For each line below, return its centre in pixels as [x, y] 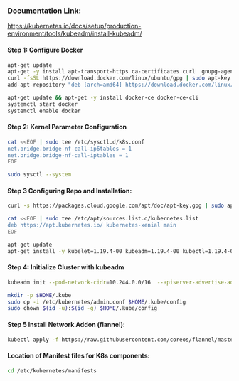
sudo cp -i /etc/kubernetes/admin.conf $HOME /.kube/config [97, 302]
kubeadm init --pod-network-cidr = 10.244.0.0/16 [79, 282]
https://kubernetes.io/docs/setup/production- [74, 26]
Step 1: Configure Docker [45, 50]
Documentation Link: [44, 11]
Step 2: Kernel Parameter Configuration [67, 127]
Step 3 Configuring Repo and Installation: [70, 190]
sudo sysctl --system [39, 175]
